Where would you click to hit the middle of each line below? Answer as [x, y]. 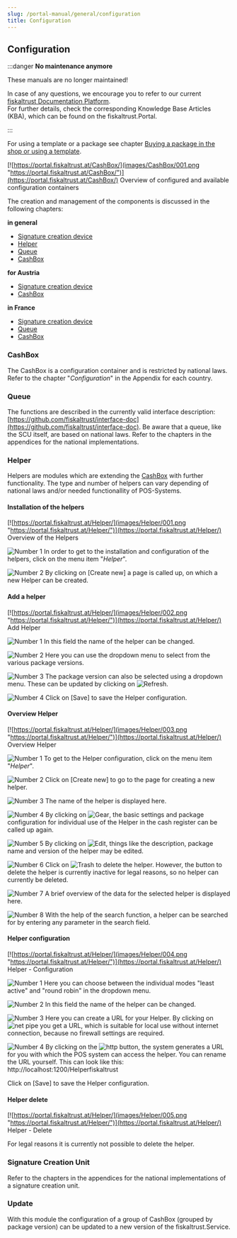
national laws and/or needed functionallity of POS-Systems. [94, 491]
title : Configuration [39, 21]
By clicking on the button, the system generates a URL [135, 1047]
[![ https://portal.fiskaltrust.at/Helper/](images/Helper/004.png [97, 954]
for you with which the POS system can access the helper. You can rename [117, 1054]
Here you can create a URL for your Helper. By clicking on [129, 1018]
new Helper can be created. [48, 580]
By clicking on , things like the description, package [129, 843]
